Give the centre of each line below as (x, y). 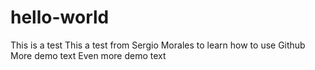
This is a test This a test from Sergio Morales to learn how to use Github (158, 45)
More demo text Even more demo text (88, 55)
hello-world (60, 17)
